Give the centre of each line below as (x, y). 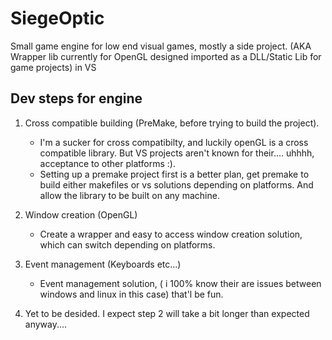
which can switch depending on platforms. (127, 244)
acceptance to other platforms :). (107, 163)
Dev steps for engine (76, 98)
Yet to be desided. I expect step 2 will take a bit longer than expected (167, 313)
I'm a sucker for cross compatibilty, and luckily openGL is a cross (174, 142)
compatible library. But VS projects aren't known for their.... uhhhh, (177, 153)
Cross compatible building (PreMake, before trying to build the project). (172, 123)
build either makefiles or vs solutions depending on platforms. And (176, 184)
